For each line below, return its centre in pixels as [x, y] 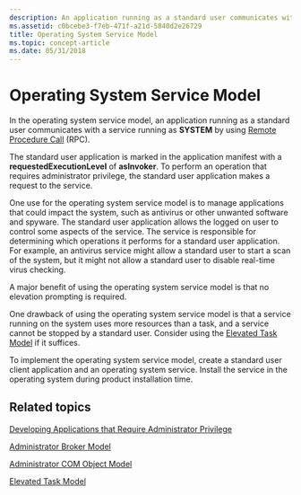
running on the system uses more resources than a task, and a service [139, 323]
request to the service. [51, 186]
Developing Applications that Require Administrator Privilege [121, 429]
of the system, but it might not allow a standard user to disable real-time [142, 261]
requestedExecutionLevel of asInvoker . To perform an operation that [138, 166]
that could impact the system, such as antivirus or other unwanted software [149, 213]
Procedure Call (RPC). [50, 139]
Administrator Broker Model [60, 446]
